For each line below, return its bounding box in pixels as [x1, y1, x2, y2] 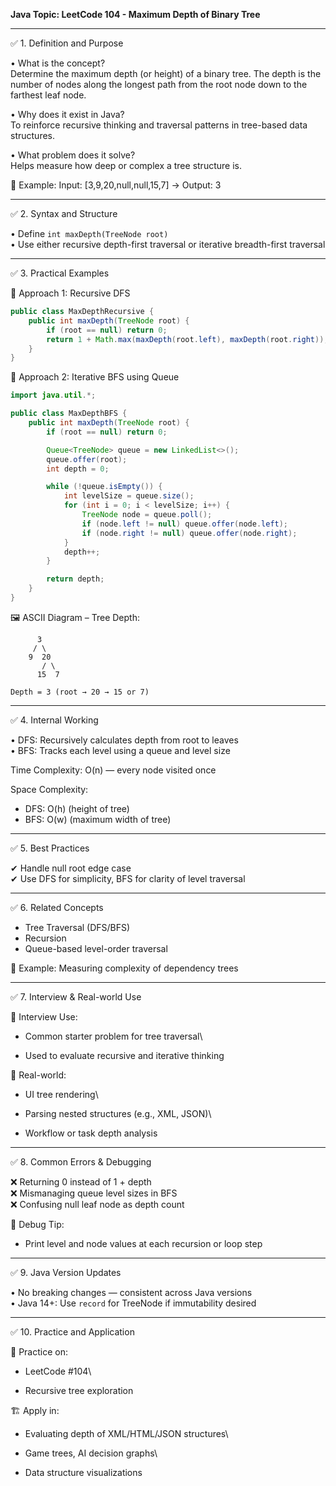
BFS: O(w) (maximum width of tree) [24, 813, 172, 825]
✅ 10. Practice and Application [10, 1325, 135, 1338]
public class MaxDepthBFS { [10, 409, 128, 419]
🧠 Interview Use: [10, 1010, 78, 1023]
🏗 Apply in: [10, 1404, 60, 1416]
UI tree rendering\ [24, 1088, 99, 1100]
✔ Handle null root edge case [10, 862, 132, 874]
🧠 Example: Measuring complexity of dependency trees [10, 962, 239, 974]
